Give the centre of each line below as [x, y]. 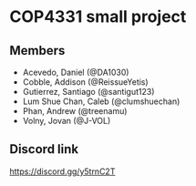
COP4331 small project [98, 17]
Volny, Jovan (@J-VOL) [67, 121]
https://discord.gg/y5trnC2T [62, 171]
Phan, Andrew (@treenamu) [75, 111]
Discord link [44, 149]
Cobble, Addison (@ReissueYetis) [85, 82]
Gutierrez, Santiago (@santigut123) [88, 92]
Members [37, 51]
